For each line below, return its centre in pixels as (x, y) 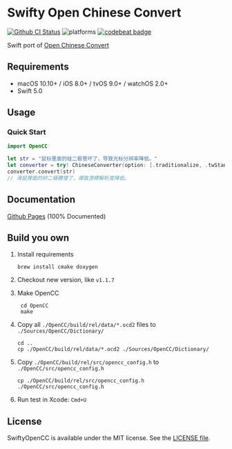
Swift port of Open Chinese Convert (58, 45)
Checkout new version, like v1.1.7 (66, 280)
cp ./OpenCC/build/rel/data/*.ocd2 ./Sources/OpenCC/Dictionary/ (113, 350)
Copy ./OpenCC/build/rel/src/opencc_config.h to (88, 362)
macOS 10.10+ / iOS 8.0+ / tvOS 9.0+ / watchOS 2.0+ (93, 83)
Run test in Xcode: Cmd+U (52, 400)
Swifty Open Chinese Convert (94, 13)
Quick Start (27, 132)
